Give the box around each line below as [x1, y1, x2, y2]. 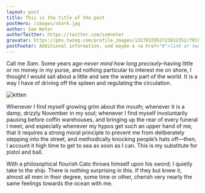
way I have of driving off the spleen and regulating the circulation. [6, 79, 172, 86]
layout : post [6, 9, 40, 15]
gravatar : [6, 37, 32, 43]
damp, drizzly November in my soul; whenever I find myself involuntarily [6, 109, 188, 117]
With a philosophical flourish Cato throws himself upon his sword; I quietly [6, 160, 193, 167]
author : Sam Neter [6, 26, 53, 32]
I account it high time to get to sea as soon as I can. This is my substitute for [6, 142, 198, 149]
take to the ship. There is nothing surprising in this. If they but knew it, [6, 166, 182, 174]
